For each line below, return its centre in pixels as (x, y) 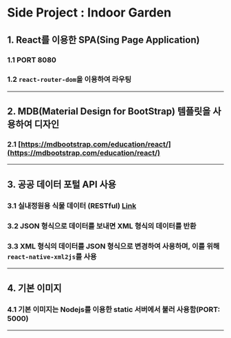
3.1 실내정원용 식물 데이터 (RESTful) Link (72, 206)
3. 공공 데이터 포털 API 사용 (62, 184)
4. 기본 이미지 (34, 288)
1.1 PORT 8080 (32, 60)
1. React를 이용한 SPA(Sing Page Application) (103, 40)
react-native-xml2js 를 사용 (52, 256)
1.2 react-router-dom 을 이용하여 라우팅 (69, 79)
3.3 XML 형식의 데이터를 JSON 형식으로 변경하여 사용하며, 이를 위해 (113, 246)
